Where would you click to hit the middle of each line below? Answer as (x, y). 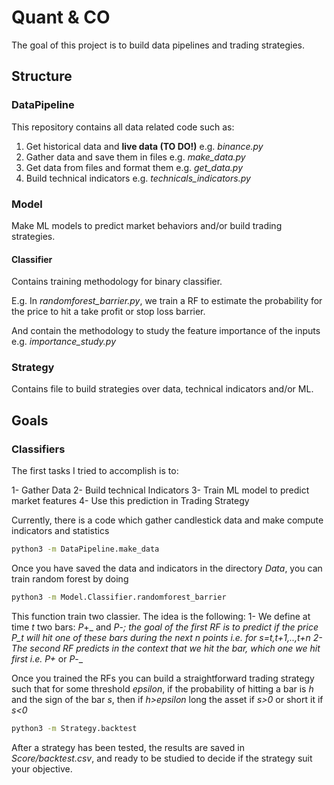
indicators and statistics (60, 531)
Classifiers (38, 449)
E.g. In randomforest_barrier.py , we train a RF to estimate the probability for (167, 301)
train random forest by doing (70, 578)
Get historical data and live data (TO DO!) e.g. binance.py (144, 146)
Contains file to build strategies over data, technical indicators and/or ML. (162, 389)
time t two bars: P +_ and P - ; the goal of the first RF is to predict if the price (165, 627)
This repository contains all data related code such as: (123, 127)
